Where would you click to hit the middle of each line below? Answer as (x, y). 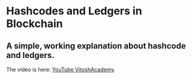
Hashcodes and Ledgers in (74, 11)
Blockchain (34, 24)
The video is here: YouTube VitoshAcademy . (61, 69)
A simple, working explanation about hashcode (96, 46)
